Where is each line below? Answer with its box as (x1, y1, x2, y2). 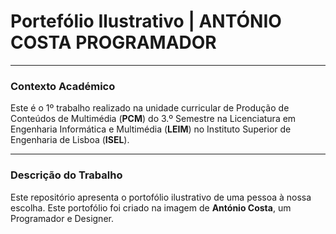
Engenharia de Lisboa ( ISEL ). (10, 134, 130, 146)
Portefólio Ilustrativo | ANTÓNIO (10, 10, 282, 33)
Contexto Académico (10, 79, 116, 93)
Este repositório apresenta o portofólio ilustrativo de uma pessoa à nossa (10, 191, 312, 203)
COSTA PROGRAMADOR (10, 31, 217, 54)
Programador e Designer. (10, 212, 114, 224)
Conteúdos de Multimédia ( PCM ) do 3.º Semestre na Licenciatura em (10, 113, 297, 125)
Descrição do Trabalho (10, 168, 123, 182)
